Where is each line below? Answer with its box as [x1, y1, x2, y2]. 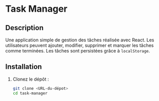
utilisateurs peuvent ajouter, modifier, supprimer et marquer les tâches [5, 42, 154, 48]
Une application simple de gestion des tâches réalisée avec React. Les [5, 37, 154, 43]
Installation [5, 62, 42, 71]
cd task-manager [12, 90, 48, 96]
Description [5, 23, 44, 32]
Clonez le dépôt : [12, 76, 49, 82]
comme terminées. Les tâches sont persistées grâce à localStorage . [5, 48, 150, 54]
